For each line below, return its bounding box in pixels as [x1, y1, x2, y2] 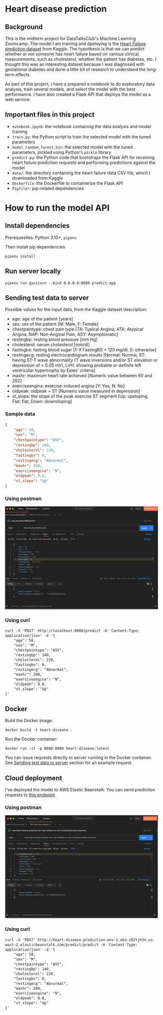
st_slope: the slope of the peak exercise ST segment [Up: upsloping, [12, 393, 149, 399]
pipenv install [5, 254, 36, 259]
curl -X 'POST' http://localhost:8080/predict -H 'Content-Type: [5, 629, 140, 633]
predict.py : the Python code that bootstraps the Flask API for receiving [12, 154, 155, 160]
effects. [15, 72, 31, 77]
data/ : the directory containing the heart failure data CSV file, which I [12, 170, 150, 176]
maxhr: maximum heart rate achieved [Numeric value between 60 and [12, 373, 152, 379]
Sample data [5, 411, 35, 417]
